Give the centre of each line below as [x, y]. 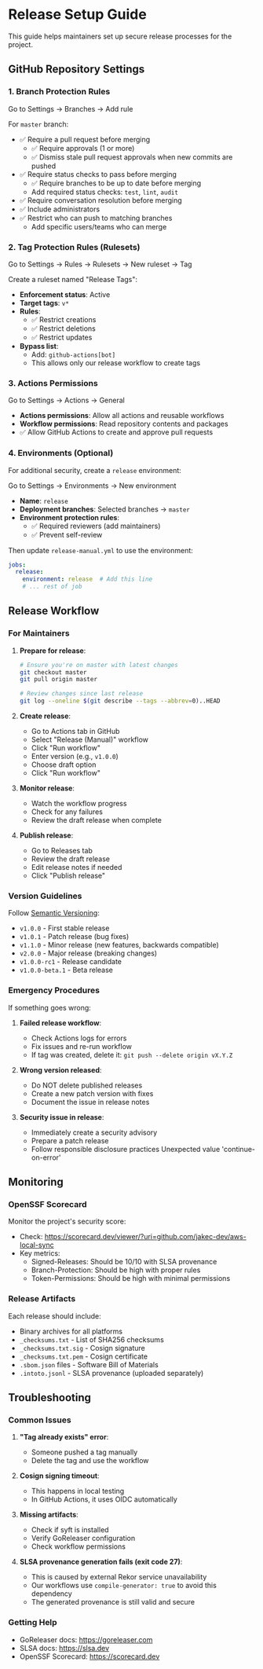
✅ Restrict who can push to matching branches [96, 218]
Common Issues [40, 1420]
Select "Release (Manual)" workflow [90, 739]
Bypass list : [39, 346]
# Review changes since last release [81, 694]
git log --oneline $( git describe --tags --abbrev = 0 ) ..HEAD [120, 701]
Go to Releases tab [62, 851]
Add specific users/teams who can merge [99, 226]
